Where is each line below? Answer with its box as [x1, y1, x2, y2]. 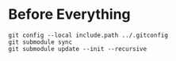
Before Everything [8, 5, 131, 23]
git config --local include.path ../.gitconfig [8, 31, 169, 39]
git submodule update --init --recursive [8, 45, 147, 52]
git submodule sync [8, 38, 73, 46]
